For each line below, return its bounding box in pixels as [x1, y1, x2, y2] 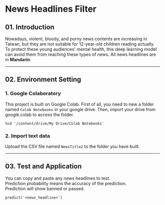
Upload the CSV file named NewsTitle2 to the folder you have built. [5, 143, 140, 149]
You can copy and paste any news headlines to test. [5, 175, 110, 181]
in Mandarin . [5, 57, 31, 62]
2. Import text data [5, 132, 51, 139]
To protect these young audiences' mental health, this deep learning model [5, 46, 157, 52]
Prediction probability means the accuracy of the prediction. [5, 180, 127, 186]
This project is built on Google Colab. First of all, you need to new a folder [5, 101, 154, 107]
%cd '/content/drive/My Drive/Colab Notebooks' [5, 121, 105, 126]
